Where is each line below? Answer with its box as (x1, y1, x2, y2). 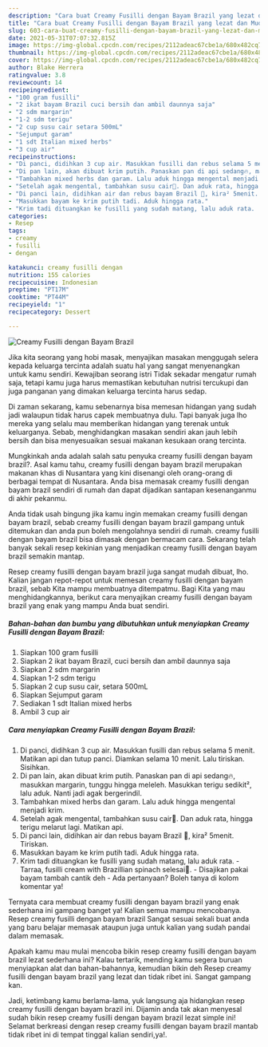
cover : (8, 57, 30, 65)
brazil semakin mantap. (8, 551, 85, 561)
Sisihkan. (19, 762, 50, 772)
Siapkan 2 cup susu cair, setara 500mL (19, 682, 148, 691)
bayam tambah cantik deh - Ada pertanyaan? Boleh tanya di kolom (19, 873, 239, 883)
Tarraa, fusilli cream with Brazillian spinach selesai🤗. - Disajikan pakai (19, 864, 249, 874)
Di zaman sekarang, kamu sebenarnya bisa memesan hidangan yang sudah (8, 401, 257, 411)
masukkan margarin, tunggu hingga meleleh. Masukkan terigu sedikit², (19, 780, 253, 789)
